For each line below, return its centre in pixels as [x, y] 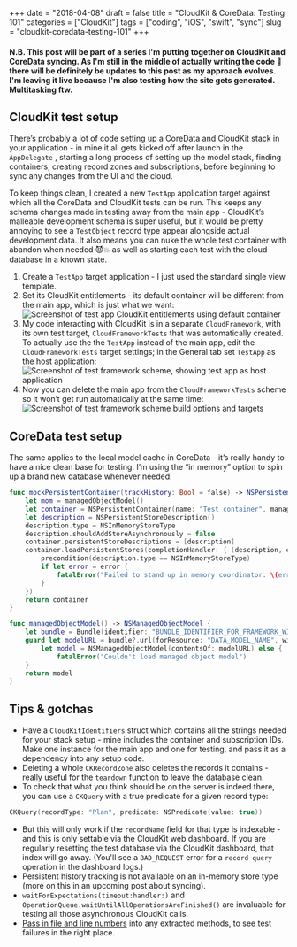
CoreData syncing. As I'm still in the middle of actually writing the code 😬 [146, 61]
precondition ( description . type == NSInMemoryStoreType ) [146, 558]
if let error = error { [84, 567]
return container [57, 600]
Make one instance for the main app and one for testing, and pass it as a [153, 749]
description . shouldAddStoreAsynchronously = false [120, 534]
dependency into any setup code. [83, 758]
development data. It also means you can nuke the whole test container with [148, 240]
